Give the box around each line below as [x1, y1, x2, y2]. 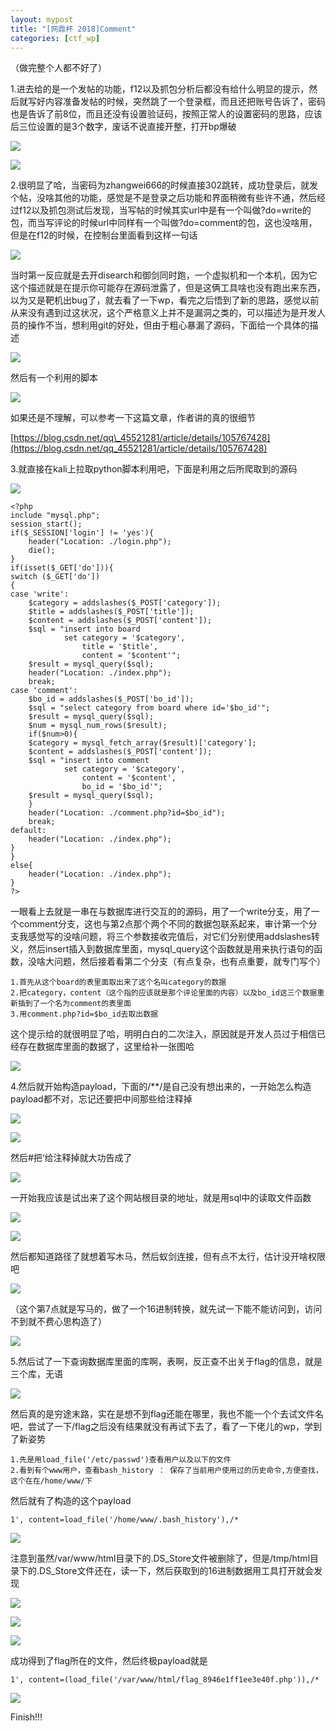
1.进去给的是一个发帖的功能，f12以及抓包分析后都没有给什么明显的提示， [10, 83, 310, 95]
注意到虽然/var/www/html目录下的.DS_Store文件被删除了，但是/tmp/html [10, 1552, 311, 1565]
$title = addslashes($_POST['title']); [28, 607, 195, 617]
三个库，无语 [10, 1368, 63, 1380]
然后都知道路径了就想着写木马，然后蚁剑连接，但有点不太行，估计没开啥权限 [10, 1251, 326, 1263]
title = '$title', [81, 642, 159, 652]
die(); [28, 546, 56, 556]
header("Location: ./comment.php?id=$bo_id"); [28, 808, 226, 818]
